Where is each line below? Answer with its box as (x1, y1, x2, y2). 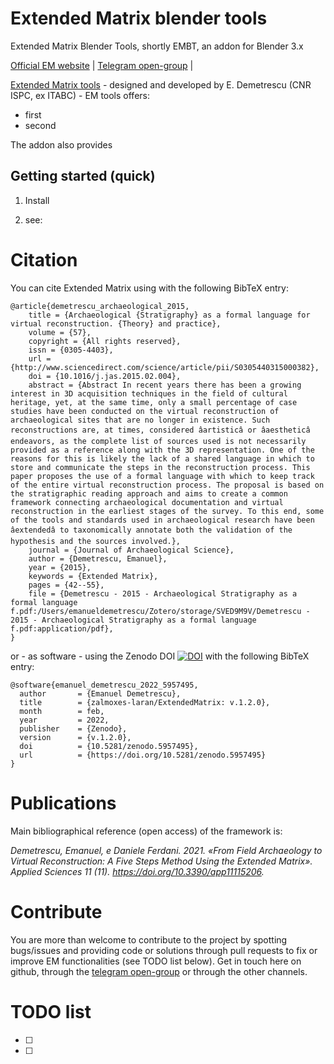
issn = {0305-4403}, (28, 345, 114, 355)
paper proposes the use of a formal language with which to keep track (10, 471, 315, 481)
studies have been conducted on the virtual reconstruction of (10, 406, 280, 416)
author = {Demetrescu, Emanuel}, (28, 553, 168, 564)
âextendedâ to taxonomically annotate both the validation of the (10, 525, 293, 535)
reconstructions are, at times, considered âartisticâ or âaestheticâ (10, 425, 311, 435)
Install (24, 194, 50, 206)
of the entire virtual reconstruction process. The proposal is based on (10, 480, 325, 490)
